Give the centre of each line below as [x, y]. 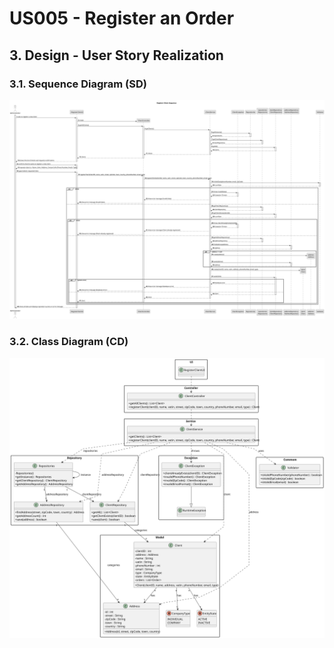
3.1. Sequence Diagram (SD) [78, 84]
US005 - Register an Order [122, 18]
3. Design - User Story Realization [116, 55]
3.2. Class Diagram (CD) [69, 342]
